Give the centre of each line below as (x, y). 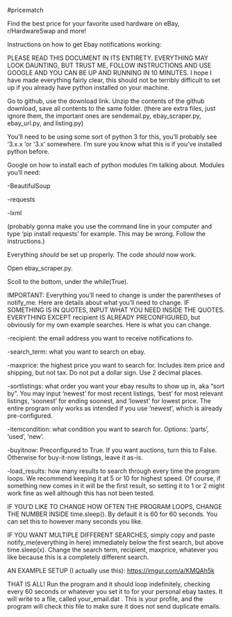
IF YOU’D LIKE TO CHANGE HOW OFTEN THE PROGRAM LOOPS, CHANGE (115, 507)
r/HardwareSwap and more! (47, 31)
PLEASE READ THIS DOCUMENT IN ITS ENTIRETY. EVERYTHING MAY (108, 58)
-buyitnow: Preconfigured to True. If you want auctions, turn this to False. (112, 450)
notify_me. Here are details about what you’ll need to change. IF (98, 303)
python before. (28, 151)
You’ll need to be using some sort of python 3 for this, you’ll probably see (112, 136)
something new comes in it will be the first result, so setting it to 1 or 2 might (116, 486)
